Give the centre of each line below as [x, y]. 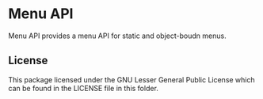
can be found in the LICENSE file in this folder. [83, 88]
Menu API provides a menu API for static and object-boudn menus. [118, 36]
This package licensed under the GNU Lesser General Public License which [131, 79]
